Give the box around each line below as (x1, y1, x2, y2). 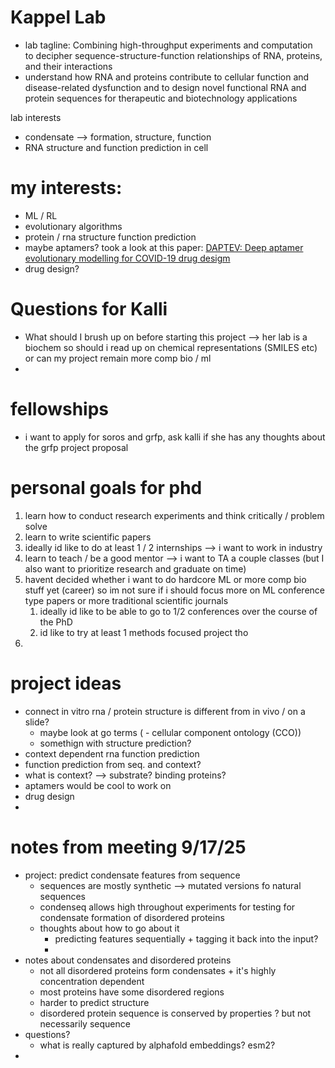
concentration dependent (39, 975, 145, 987)
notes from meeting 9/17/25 (10, 836, 247, 858)
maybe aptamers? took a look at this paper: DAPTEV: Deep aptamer (24, 241, 304, 253)
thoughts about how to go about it (39, 922, 180, 934)
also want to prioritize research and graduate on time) (24, 562, 247, 575)
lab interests (10, 111, 62, 123)
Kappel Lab (10, 6, 107, 29)
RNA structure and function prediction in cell (24, 141, 209, 153)
